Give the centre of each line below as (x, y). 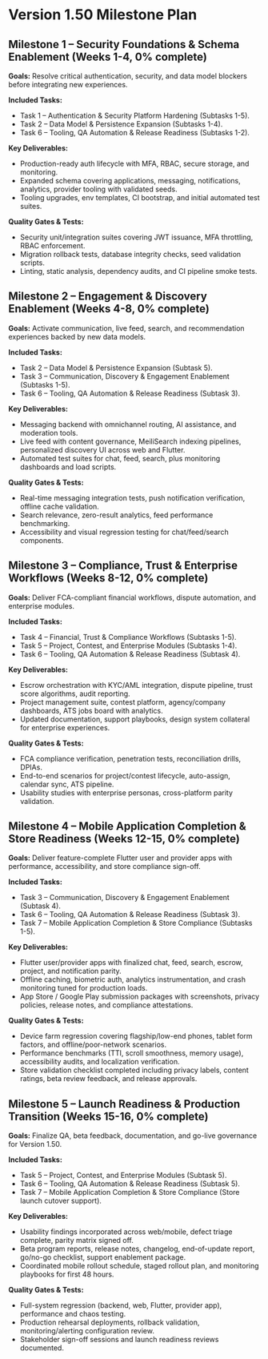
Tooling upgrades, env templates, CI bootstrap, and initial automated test (140, 197)
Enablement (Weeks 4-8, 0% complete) (109, 309)
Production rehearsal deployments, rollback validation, (110, 1322)
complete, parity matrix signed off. (77, 1240)
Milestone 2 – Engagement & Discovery (108, 297)
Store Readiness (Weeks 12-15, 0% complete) (124, 839)
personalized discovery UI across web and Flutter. (102, 449)
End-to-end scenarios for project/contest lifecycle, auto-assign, (125, 775)
